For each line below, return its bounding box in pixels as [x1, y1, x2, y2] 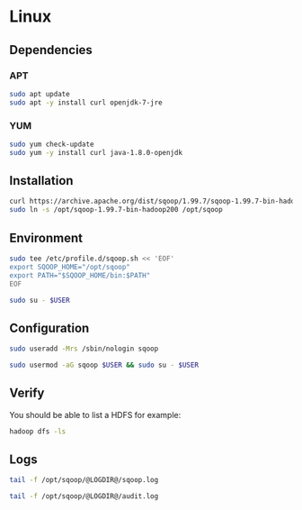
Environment [9, 230, 84, 245]
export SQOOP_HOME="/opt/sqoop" [9, 262, 130, 271]
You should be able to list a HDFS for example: [9, 409, 182, 420]
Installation [9, 173, 74, 188]
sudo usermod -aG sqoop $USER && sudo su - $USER [9, 360, 200, 370]
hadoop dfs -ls [9, 426, 67, 436]
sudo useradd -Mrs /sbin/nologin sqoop [9, 344, 159, 353]
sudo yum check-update [9, 140, 94, 149]
